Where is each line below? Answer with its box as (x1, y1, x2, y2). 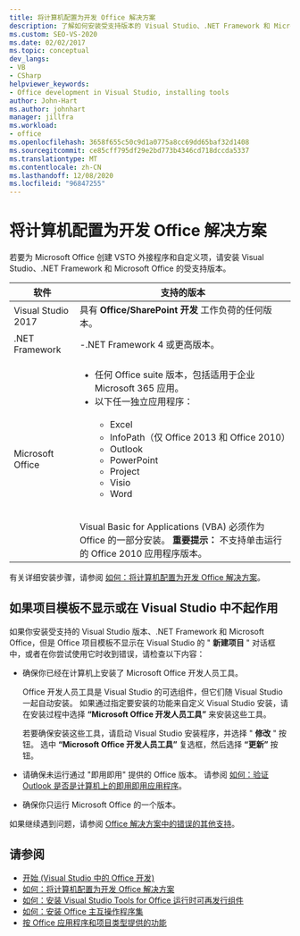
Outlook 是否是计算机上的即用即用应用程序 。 (21, 780, 187, 791)
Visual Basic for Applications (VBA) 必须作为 (79, 520, 265, 533)
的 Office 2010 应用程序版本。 (79, 547, 208, 560)
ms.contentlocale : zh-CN (9, 163, 102, 172)
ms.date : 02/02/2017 (9, 38, 87, 47)
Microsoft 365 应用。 (95, 382, 185, 394)
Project (110, 466, 140, 478)
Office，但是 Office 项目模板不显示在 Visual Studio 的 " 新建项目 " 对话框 (9, 637, 276, 648)
